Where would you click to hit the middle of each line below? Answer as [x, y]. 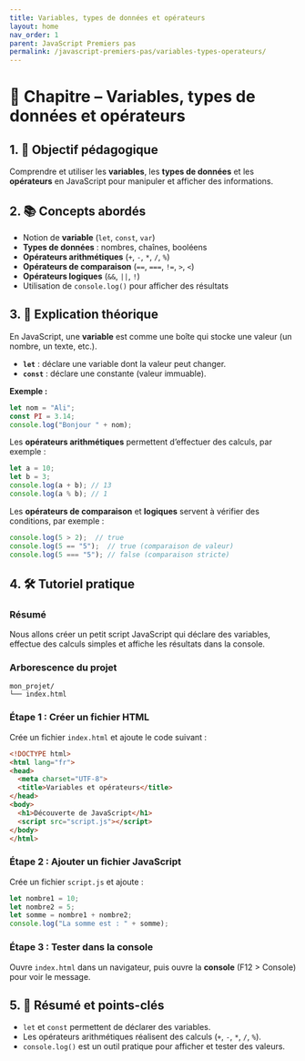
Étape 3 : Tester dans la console [81, 947]
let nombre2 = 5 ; [42, 907]
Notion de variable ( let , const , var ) [89, 237]
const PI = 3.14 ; [42, 416]
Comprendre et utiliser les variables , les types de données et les [132, 172]
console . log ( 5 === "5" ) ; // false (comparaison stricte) [120, 555]
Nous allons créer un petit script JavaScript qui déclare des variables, [140, 635]
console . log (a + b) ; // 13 [61, 485]
